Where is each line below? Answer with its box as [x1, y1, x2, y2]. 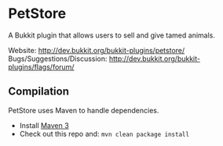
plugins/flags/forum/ [8, 62, 75, 71]
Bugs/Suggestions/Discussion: [8, 54, 108, 63]
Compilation [8, 85, 69, 98]
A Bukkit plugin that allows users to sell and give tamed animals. [8, 30, 216, 40]
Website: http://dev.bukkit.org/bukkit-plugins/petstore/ [8, 45, 185, 55]
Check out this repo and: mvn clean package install [19, 129, 190, 138]
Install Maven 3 [19, 120, 69, 130]
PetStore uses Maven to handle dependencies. [8, 105, 159, 115]
